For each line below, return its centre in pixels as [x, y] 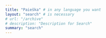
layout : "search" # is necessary [40, 14]
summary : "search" [24, 28]
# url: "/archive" [24, 19]
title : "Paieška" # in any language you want [53, 10]
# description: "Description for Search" [49, 23]
